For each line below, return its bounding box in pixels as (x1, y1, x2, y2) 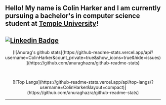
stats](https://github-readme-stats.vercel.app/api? (50, 50, 154, 55)
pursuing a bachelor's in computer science (5, 12, 140, 20)
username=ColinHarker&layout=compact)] (40, 84, 126, 91)
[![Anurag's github (12, 50, 50, 55)
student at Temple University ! (5, 19, 99, 28)
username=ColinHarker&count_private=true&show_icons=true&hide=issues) (5, 54, 161, 61)
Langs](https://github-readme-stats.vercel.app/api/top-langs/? (25, 79, 154, 85)
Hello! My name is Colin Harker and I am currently (5, 4, 161, 12)
